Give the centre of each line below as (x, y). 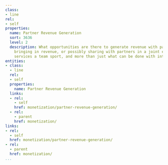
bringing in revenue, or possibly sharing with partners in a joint (87, 51)
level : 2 (19, 42)
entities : (15, 61)
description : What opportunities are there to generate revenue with (83, 47)
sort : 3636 (21, 38)
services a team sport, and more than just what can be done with (85, 56)
